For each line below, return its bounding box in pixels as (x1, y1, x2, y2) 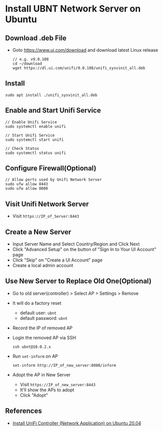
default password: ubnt (20, 315, 68, 321)
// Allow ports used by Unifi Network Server (5, 177, 102, 183)
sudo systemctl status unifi (5, 150, 66, 155)
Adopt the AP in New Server (12, 372, 71, 378)
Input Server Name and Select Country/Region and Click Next (12, 241, 140, 247)
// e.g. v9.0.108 (12, 57, 49, 62)
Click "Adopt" (20, 392, 48, 398)
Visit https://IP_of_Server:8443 (12, 213, 79, 219)
